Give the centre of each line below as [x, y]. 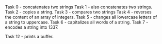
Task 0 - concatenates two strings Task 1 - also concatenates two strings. [79, 7]
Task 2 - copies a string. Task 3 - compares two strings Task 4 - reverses [78, 12]
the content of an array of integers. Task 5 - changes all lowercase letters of [81, 17]
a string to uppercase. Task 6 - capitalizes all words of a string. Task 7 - [77, 22]
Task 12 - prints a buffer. [29, 36]
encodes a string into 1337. [32, 27]
